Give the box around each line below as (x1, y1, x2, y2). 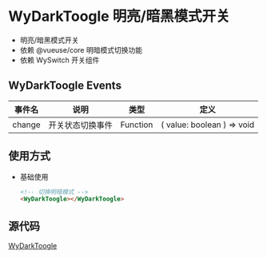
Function (120, 119, 153, 130)
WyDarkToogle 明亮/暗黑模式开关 (8, 7, 230, 26)
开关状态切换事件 (48, 119, 114, 130)
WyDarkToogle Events (8, 79, 122, 93)
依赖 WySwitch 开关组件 (19, 55, 100, 65)
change (12, 119, 42, 130)
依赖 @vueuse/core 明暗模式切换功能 (19, 45, 142, 54)
